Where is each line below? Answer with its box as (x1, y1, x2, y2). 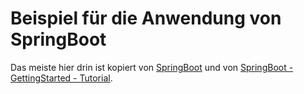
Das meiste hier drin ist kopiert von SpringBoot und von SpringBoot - (10, 61, 294, 73)
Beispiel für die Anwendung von (10, 7, 282, 30)
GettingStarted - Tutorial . (10, 72, 113, 84)
